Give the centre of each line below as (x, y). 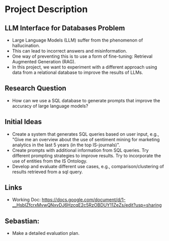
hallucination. (26, 46)
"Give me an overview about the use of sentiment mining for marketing (86, 139)
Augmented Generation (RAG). (44, 62)
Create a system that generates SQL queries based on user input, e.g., (86, 134)
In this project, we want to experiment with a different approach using (85, 67)
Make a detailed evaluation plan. (46, 233)
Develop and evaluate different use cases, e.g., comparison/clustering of (88, 166)
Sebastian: (22, 221)
